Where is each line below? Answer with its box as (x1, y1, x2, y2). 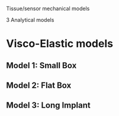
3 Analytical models (6, 16, 54, 23)
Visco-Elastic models (6, 37, 114, 51)
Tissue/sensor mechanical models (6, 5, 90, 12)
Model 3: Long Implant (6, 100, 91, 111)
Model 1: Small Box (6, 60, 77, 70)
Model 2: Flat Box (6, 80, 72, 90)
